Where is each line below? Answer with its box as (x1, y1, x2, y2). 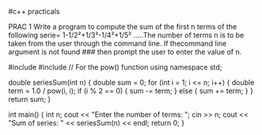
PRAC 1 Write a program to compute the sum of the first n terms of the (8, 22, 237, 31)
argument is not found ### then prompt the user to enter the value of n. (8, 47, 242, 56)
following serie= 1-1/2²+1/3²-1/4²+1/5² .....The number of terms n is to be (8, 31, 245, 39)
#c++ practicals (8, 7, 60, 16)
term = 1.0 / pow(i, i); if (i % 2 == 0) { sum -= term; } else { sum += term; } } (8, 86, 253, 96)
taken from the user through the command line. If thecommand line (8, 39, 227, 48)
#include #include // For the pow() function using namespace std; (8, 62, 222, 72)
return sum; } (8, 95, 51, 103)
